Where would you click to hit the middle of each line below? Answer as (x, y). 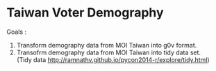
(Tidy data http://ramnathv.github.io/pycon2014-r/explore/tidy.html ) (113, 59)
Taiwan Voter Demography (85, 13)
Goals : (17, 32)
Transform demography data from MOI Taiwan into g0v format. (107, 45)
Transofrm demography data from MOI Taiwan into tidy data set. (109, 52)
